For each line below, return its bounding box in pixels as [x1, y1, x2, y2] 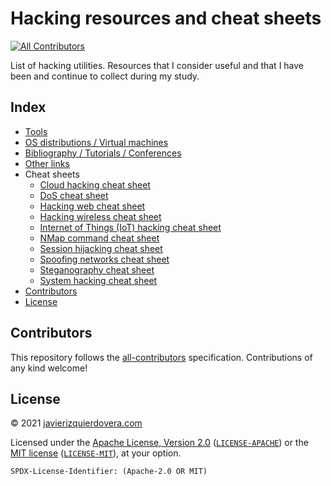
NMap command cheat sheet [39, 232, 160, 244]
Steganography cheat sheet [39, 263, 155, 276]
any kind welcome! [10, 362, 88, 374]
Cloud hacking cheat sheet [39, 178, 151, 191]
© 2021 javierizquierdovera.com [10, 417, 143, 429]
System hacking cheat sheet [39, 274, 158, 286]
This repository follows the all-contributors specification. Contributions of [10, 351, 313, 363]
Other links [24, 157, 70, 169]
